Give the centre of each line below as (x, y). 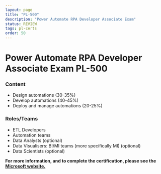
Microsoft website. (25, 166)
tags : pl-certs (21, 29)
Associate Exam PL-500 (56, 69)
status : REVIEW (21, 24)
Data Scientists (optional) (39, 151)
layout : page (19, 10)
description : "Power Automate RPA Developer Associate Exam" (71, 19)
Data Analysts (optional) (37, 140)
